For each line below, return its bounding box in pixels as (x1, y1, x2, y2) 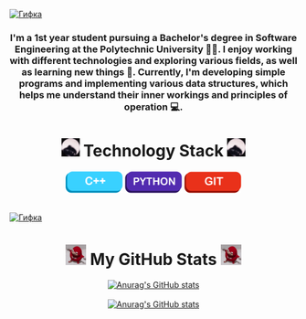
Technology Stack (83, 141, 224, 162)
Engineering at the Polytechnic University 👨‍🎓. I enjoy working (15, 42, 292, 55)
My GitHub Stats (90, 249, 217, 270)
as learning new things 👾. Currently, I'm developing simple (21, 65, 286, 78)
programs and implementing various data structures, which (18, 77, 289, 90)
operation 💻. (123, 101, 184, 113)
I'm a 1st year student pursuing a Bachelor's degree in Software (9, 31, 298, 44)
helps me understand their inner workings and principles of (18, 88, 289, 101)
